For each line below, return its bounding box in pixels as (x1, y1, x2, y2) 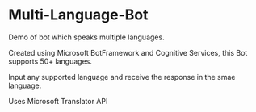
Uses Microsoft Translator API (8, 96, 108, 106)
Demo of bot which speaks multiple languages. (8, 32, 165, 42)
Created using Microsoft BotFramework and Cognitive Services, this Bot (8, 48, 248, 57)
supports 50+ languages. (8, 56, 93, 66)
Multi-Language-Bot (8, 6, 149, 24)
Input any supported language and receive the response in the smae (8, 72, 236, 81)
